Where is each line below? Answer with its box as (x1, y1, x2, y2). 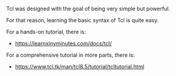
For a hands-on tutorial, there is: (6, 28, 86, 35)
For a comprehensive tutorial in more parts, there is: (6, 51, 135, 59)
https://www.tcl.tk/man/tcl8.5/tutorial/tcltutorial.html (14, 63, 145, 70)
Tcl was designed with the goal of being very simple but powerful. (6, 5, 171, 12)
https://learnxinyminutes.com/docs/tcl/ (14, 40, 112, 47)
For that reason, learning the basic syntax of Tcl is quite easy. (6, 17, 159, 23)
